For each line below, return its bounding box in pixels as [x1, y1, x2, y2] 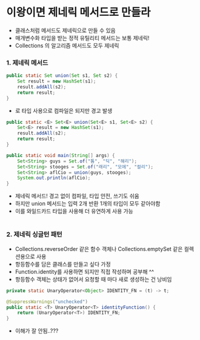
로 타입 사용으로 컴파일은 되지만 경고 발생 [15, 107, 113, 114]
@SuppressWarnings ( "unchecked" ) [6, 298, 88, 305]
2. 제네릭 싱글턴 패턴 [6, 230, 62, 239]
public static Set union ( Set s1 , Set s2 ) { [6, 73, 118, 79]
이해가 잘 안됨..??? [15, 327, 59, 335]
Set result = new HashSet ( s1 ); [17, 78, 96, 85]
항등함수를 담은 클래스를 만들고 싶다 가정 [15, 260, 111, 267]
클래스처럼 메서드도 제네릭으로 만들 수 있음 [15, 27, 116, 34]
